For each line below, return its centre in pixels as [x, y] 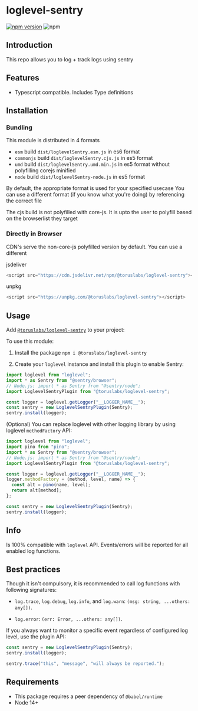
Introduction [29, 45]
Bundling [19, 127]
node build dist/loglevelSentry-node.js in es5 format [80, 177]
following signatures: [32, 590]
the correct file [24, 201]
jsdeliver [16, 264]
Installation [27, 111]
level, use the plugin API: [36, 637]
